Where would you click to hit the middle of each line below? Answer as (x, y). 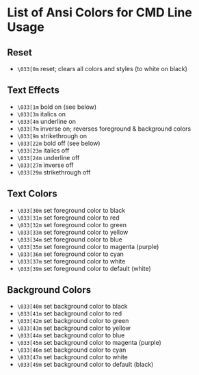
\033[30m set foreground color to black (71, 210)
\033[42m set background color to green (73, 321)
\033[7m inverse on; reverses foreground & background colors (104, 129)
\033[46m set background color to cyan (71, 350)
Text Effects (33, 90)
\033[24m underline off (48, 157)
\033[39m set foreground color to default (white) (84, 268)
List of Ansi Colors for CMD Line (100, 13)
